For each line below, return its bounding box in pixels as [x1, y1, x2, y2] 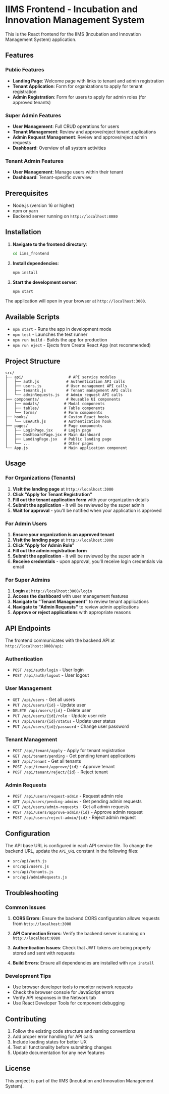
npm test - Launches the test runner [12, 331, 88, 337]
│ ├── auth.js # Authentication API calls [5, 379, 125, 384]
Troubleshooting [5, 889, 59, 897]
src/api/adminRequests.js [12, 875, 67, 880]
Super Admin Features [5, 112, 62, 119]
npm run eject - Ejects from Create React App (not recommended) [12, 342, 151, 348]
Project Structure [5, 357, 61, 365]
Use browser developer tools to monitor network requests [12, 984, 133, 990]
